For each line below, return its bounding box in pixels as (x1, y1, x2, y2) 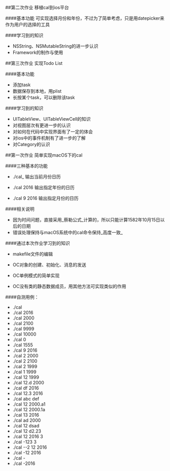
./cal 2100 (12, 320, 34, 326)
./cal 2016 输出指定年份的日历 (12, 185, 75, 190)
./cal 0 (12, 337, 26, 342)
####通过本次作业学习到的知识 (5, 240, 70, 246)
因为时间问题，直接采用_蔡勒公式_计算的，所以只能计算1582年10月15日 (12, 217, 161, 223)
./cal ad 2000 (12, 417, 41, 423)
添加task (12, 82, 31, 88)
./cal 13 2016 (12, 412, 40, 418)
